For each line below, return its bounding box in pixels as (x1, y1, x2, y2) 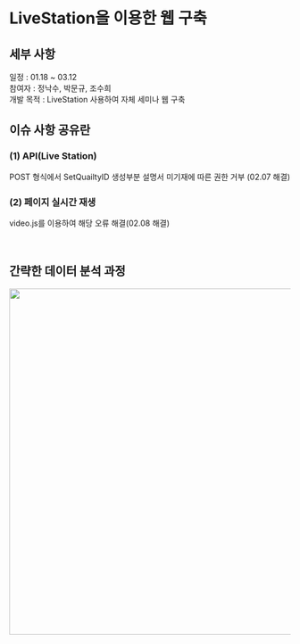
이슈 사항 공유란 (9, 122, 91, 138)
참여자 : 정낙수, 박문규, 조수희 (9, 83, 112, 94)
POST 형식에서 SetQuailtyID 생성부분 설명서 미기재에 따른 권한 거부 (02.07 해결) (9, 171, 291, 182)
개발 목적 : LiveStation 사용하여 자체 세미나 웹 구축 (9, 95, 186, 104)
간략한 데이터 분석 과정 (9, 264, 127, 279)
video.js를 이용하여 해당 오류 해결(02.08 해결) (9, 218, 171, 228)
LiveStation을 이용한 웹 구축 (9, 8, 208, 29)
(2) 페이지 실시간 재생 (9, 195, 96, 208)
